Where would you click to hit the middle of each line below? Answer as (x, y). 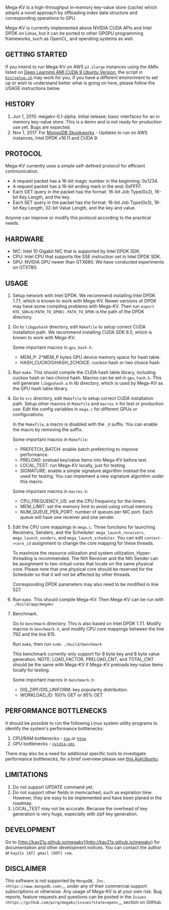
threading (22, 558)
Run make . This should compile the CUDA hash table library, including (84, 373)
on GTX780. (25, 267)
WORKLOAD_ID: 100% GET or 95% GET (62, 695)
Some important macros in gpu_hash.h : (53, 347)
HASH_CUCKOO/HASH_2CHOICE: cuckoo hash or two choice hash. (90, 363)
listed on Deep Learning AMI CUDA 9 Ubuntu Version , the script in (74, 72)
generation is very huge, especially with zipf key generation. (75, 814)
